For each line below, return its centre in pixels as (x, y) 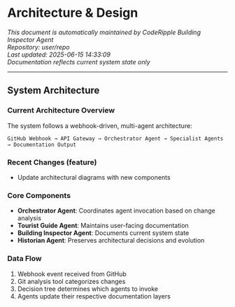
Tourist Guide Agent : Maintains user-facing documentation (103, 226)
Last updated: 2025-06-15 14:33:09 (59, 55)
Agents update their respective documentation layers (94, 296)
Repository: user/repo (38, 47)
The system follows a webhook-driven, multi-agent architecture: (100, 126)
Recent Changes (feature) (52, 162)
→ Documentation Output (42, 145)
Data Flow (24, 259)
